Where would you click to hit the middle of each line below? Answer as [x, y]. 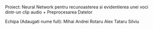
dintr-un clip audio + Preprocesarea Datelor [49, 12]
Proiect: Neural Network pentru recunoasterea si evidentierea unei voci [77, 7]
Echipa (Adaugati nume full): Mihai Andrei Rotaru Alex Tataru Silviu [72, 22]
